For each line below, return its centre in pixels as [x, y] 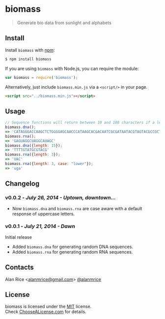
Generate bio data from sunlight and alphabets [64, 23]
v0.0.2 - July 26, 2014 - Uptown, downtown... [61, 198]
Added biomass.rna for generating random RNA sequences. [72, 252]
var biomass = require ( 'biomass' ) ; [41, 77]
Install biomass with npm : [30, 50]
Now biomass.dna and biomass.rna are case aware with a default [77, 208]
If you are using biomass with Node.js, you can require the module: [72, 68]
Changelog [22, 184]
